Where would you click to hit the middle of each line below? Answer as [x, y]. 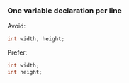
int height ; [25, 72]
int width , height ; [36, 39]
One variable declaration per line [65, 11]
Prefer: [17, 52]
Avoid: [17, 26]
